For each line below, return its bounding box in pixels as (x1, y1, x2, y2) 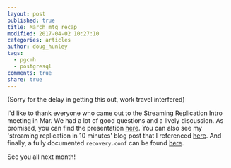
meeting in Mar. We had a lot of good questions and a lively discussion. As (7, 116, 224, 125)
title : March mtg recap (7, 23, 78, 30)
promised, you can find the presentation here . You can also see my (7, 124, 203, 133)
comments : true (7, 69, 52, 76)
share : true (7, 76, 42, 83)
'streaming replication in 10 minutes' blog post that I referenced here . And (7, 131, 222, 140)
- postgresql (13, 63, 52, 70)
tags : (7, 50, 23, 57)
